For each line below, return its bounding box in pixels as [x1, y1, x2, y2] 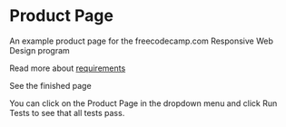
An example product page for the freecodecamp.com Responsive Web [9, 35, 274, 46]
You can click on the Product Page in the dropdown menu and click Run [9, 97, 278, 109]
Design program [9, 44, 70, 55]
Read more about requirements [9, 63, 126, 73]
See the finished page [9, 80, 93, 91]
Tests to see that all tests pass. [9, 107, 125, 118]
